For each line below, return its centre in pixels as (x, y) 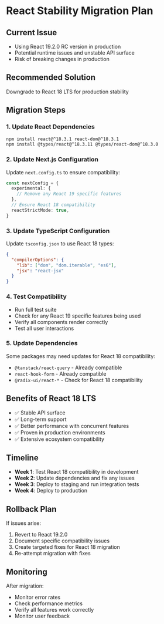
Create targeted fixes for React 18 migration (67, 547)
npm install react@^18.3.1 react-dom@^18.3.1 (62, 139)
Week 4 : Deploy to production (51, 491)
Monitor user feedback (42, 616)
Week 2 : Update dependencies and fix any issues (74, 478)
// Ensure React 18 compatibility (53, 205)
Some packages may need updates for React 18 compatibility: (81, 356)
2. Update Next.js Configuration (52, 160)
